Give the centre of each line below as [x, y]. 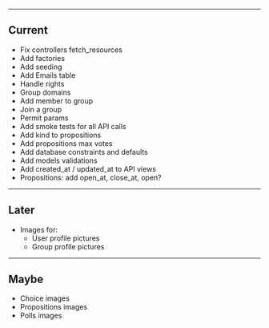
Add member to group [56, 100]
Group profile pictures [68, 246]
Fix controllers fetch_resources [71, 50]
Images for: [39, 229]
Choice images [44, 298]
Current [28, 30]
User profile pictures [66, 238]
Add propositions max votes [66, 143]
